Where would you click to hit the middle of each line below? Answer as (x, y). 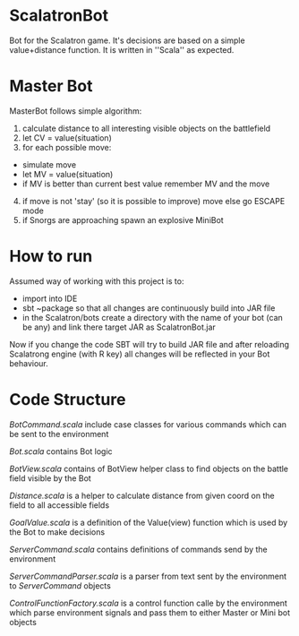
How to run (51, 257)
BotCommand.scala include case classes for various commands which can (148, 424)
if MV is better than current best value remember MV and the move (146, 184)
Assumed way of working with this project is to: (97, 281)
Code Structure (68, 400)
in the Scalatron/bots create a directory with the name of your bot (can (153, 317)
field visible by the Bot (50, 478)
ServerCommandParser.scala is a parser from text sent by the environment (148, 576)
